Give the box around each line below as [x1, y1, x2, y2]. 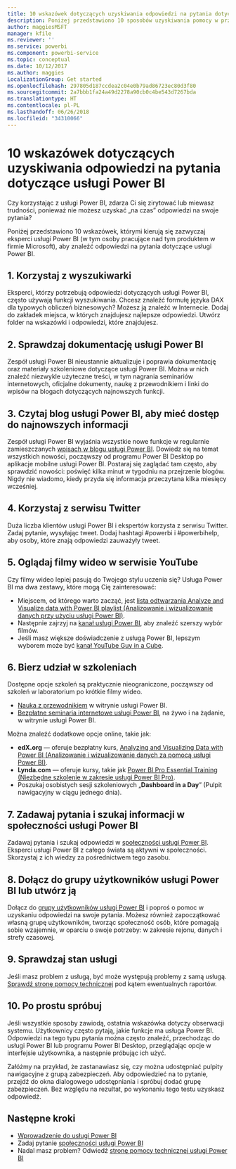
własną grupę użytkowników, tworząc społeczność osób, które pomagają [7, 919, 219, 927]
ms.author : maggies [7, 69, 65, 76]
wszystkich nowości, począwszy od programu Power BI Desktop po [7, 452, 204, 461]
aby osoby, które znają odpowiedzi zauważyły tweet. [7, 536, 160, 544]
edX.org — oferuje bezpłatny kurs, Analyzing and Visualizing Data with [17, 743, 223, 752]
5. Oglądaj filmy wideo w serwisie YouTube [7, 556, 199, 568]
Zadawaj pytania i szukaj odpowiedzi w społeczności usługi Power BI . [7, 838, 209, 847]
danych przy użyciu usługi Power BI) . [17, 611, 125, 620]
